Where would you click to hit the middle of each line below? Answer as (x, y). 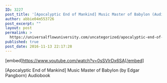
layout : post (19, 28)
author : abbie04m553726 (30, 19)
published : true (22, 42)
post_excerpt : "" (23, 23)
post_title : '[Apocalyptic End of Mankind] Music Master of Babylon (78, 14)
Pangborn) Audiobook (28, 75)
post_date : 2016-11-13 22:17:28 (39, 46)
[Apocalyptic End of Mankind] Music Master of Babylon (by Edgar (73, 70)
